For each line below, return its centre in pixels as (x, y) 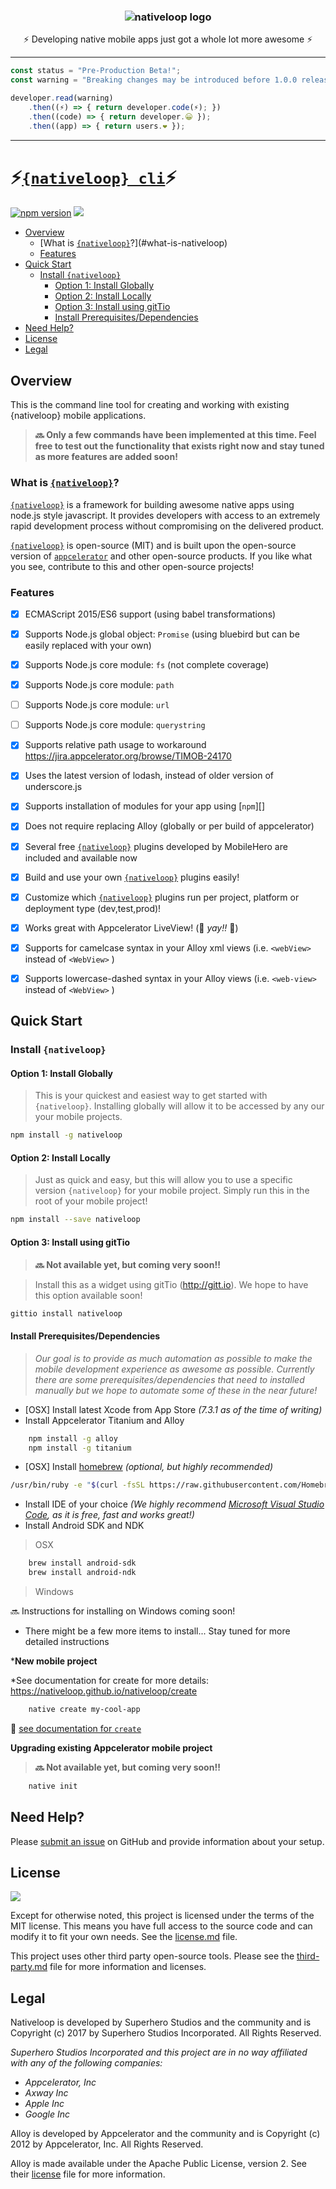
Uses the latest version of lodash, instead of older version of (149, 776)
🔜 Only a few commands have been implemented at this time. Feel (175, 435)
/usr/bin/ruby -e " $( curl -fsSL (77, 1485)
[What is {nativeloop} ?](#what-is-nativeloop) (133, 243)
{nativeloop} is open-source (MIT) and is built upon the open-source (153, 545)
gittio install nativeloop (66, 1313)
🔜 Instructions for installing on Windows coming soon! (123, 1611)
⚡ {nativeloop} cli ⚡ (93, 177)
